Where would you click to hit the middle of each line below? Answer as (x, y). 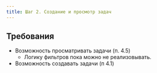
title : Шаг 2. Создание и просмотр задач (59, 12)
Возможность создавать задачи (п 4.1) (64, 63)
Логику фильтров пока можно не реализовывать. (88, 57)
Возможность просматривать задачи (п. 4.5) (72, 51)
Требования (30, 36)
